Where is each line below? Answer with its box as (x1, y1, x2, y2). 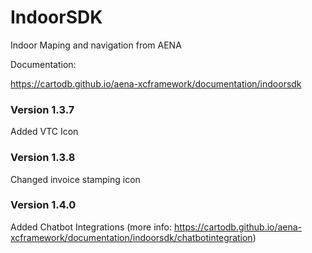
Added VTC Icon (10, 126, 79, 138)
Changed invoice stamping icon (10, 173, 141, 185)
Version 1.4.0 (10, 198, 77, 212)
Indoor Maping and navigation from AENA (10, 39, 182, 51)
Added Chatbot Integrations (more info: (10, 221, 172, 233)
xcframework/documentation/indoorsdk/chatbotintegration (10, 231, 253, 243)
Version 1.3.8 (10, 151, 76, 165)
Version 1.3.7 (10, 102, 75, 116)
